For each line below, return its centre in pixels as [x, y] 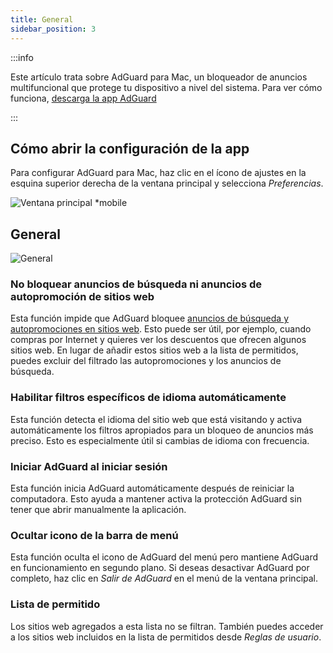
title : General [42, 19]
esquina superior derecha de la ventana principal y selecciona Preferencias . [167, 183]
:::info [22, 57]
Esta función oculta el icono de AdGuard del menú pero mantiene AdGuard [164, 557]
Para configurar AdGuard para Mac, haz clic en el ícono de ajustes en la [158, 173]
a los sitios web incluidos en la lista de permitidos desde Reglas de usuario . [166, 637]
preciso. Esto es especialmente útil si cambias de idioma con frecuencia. [160, 440]
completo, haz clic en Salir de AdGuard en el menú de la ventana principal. [164, 578]
